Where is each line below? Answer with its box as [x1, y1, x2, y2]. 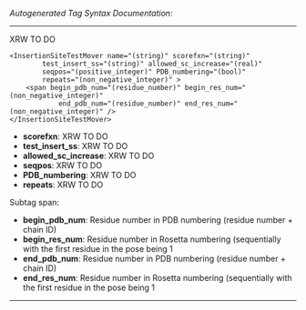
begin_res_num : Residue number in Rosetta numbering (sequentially [22, 234, 281, 245]
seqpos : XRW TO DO [22, 160, 103, 171]
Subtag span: [9, 197, 60, 207]
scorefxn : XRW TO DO [22, 131, 108, 142]
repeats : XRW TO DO [22, 179, 104, 190]
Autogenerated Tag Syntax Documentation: [9, 8, 173, 18]
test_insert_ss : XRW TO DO [22, 141, 128, 151]
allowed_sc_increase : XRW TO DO [22, 150, 155, 161]
